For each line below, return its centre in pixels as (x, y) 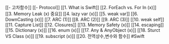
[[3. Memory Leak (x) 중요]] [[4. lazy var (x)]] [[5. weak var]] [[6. (72, 14)
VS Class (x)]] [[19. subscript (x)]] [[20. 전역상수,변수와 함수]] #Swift (75, 36)
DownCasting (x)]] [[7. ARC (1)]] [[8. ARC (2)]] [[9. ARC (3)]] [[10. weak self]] (85, 19)
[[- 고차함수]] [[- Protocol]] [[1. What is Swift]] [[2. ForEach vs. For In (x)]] (81, 7)
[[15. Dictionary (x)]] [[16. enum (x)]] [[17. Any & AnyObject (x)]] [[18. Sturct (83, 30)
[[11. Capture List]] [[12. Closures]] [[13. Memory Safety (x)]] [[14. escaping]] (85, 25)
